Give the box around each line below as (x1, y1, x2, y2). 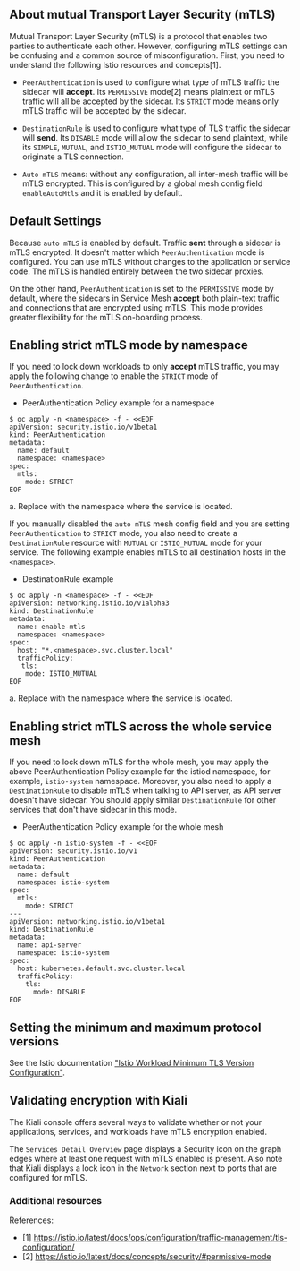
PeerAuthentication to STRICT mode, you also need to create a (9, 528, 238, 539)
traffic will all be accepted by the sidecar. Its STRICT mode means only (21, 96, 279, 107)
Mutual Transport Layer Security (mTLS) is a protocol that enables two (9, 30, 268, 41)
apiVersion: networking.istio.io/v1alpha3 (9, 599, 170, 608)
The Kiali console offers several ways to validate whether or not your (9, 1116, 262, 1127)
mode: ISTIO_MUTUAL (25, 670, 98, 678)
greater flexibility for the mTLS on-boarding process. (9, 311, 203, 322)
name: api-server (17, 941, 82, 950)
